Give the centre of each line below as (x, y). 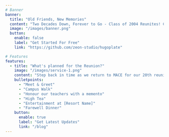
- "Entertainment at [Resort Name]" (57, 103)
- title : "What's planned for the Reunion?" (57, 66)
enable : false (29, 38)
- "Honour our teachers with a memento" (61, 94)
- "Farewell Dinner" (40, 108)
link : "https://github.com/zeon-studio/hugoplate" (68, 47)
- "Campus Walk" (35, 89)
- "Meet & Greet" (37, 85)
